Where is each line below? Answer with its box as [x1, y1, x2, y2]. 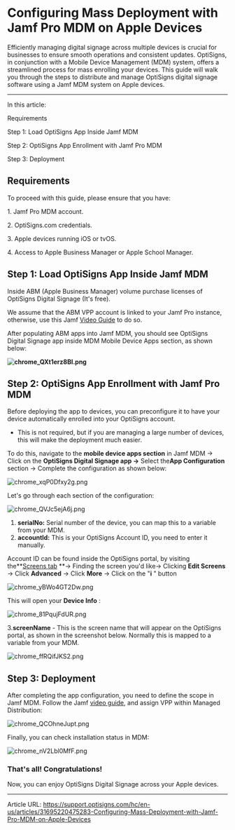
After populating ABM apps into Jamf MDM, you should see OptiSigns [7, 329, 208, 337]
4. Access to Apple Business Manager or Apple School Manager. [7, 247, 194, 257]
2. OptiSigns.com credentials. [7, 221, 92, 229]
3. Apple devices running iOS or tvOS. [7, 234, 117, 243]
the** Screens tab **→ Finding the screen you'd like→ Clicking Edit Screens [7, 562, 226, 571]
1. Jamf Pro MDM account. [7, 207, 84, 215]
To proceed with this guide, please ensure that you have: [7, 193, 171, 202]
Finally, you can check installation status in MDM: [7, 733, 150, 742]
